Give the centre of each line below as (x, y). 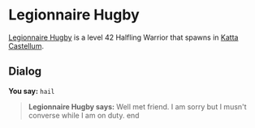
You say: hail (32, 91)
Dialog (25, 72)
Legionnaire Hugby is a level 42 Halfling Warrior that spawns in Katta (123, 37)
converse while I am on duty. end (84, 115)
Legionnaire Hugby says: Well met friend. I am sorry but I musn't (137, 106)
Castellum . (26, 45)
